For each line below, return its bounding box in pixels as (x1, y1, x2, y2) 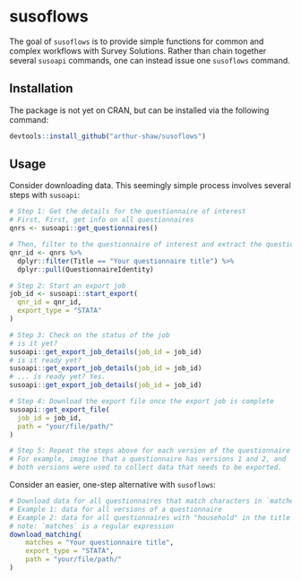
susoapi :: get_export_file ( (9, 405, 110, 414)
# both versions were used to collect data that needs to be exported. (9, 463, 282, 472)
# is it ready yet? (9, 356, 82, 365)
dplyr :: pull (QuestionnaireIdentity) (17, 264, 154, 274)
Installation (9, 81, 73, 96)
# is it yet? (9, 339, 58, 348)
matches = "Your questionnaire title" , (25, 538, 175, 548)
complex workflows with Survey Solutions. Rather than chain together (9, 45, 267, 56)
